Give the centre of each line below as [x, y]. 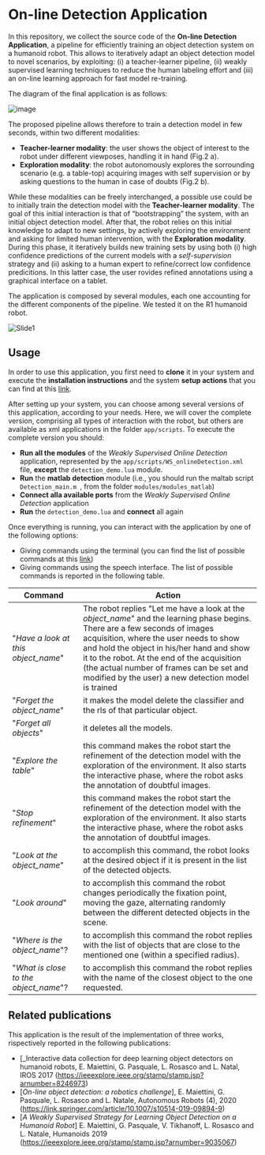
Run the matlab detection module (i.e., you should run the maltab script [136, 478]
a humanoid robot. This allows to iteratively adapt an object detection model [131, 53]
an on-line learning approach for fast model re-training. [98, 78]
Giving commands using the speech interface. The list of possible [126, 567]
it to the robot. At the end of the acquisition [162, 658]
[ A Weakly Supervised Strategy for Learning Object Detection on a [128, 1117]
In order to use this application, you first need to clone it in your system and [131, 372]
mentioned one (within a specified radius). [161, 954]
